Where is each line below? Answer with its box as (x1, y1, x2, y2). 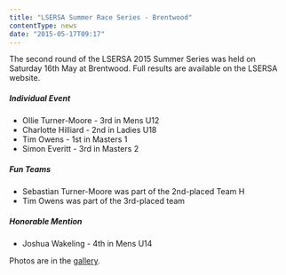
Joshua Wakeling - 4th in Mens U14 (21, 239, 153, 249)
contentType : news (9, 21, 77, 30)
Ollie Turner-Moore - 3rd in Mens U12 (21, 115, 160, 126)
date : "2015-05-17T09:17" (9, 29, 105, 38)
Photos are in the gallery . (9, 255, 100, 266)
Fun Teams (9, 163, 52, 174)
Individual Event (9, 92, 71, 103)
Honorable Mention (9, 216, 83, 226)
